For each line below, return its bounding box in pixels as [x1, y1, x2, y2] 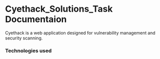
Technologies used [5, 47, 52, 54]
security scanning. [5, 35, 43, 41]
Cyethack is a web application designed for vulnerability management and [5, 30, 156, 36]
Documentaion [5, 14, 67, 25]
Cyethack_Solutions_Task [5, 3, 113, 15]
